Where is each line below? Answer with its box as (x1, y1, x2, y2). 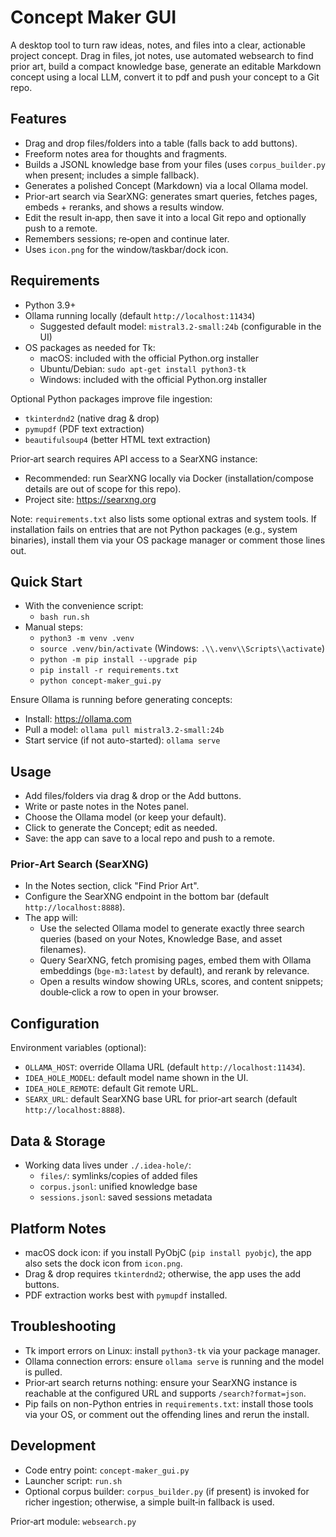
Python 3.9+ (24, 299, 77, 311)
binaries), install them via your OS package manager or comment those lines (10, 534, 326, 546)
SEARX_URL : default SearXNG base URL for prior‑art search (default (24, 1093, 298, 1105)
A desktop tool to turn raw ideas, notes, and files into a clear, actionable (10, 39, 307, 51)
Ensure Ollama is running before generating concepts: (10, 694, 233, 706)
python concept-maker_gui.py (39, 676, 162, 686)
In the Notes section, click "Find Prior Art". (24, 880, 200, 892)
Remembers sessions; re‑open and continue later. (24, 232, 230, 245)
